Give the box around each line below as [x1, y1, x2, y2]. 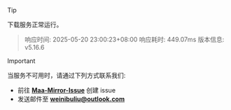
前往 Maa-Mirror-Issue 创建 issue [17, 86, 116, 94]
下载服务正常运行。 [7, 20, 63, 29]
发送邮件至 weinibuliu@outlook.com [17, 95, 125, 103]
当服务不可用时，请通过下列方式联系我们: [7, 71, 126, 79]
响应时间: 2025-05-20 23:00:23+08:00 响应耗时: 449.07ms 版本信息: [24, 35, 225, 43]
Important [7, 57, 36, 65]
